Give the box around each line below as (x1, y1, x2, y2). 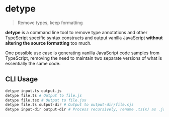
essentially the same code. (5, 60, 61, 66)
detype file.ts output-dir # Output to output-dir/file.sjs (5, 102, 134, 107)
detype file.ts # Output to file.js (5, 93, 82, 98)
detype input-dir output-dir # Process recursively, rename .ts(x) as (5, 107, 156, 112)
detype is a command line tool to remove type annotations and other (5, 29, 147, 35)
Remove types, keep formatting (17, 20, 83, 26)
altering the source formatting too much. (5, 40, 92, 46)
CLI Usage (5, 75, 38, 83)
